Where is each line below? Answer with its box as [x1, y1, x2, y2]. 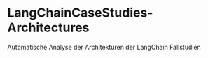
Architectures [7, 20, 90, 36]
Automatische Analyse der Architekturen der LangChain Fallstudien [7, 43, 201, 51]
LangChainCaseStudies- [7, 5, 153, 21]
